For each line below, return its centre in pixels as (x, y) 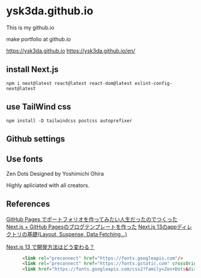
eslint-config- (153, 83)
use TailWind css (39, 107)
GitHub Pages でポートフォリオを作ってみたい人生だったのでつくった (92, 219)
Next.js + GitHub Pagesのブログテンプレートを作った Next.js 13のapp (92, 227)
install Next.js (32, 70)
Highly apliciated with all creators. (48, 185)
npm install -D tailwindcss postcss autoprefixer (69, 121)
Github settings (36, 139)
